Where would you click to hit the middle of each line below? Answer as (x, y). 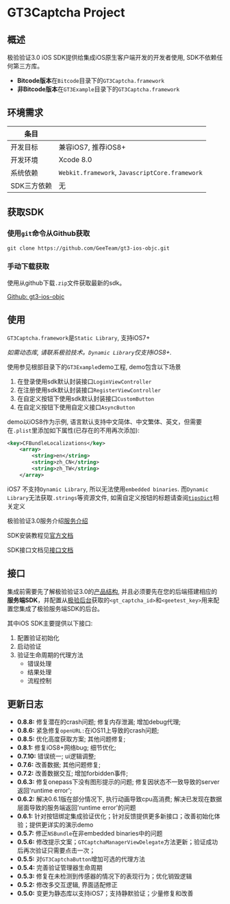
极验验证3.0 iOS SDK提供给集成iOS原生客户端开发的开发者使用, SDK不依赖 (112, 57)
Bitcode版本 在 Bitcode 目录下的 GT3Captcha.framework (91, 81)
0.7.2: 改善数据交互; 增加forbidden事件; (73, 774)
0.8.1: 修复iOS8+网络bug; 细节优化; (66, 748)
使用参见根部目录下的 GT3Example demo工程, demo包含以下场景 (94, 367)
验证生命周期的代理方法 (50, 655)
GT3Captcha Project (66, 13)
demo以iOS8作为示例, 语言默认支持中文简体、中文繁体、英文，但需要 (105, 421)
